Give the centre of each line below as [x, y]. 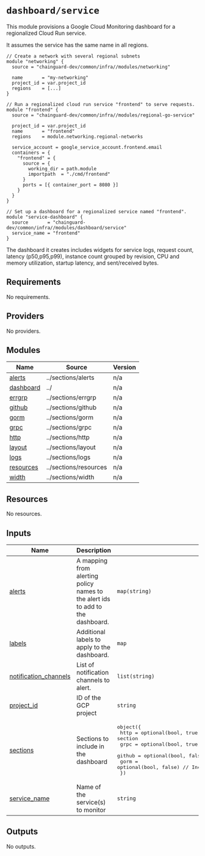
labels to [88, 639]
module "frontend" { [33, 110]
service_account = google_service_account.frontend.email [87, 147]
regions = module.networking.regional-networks [77, 137]
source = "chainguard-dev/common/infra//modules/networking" [91, 67]
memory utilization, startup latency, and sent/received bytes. [82, 263]
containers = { [31, 153]
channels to [93, 680]
